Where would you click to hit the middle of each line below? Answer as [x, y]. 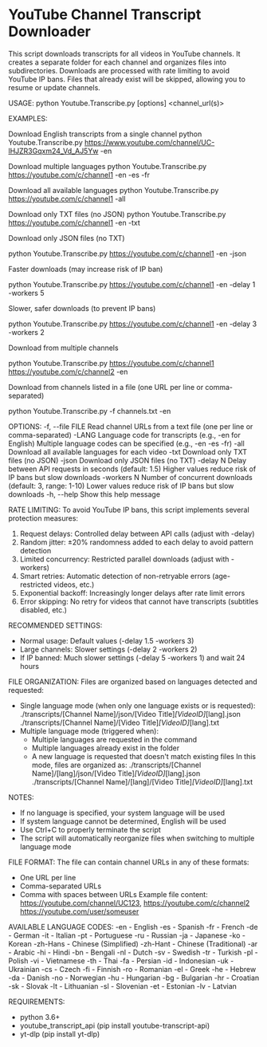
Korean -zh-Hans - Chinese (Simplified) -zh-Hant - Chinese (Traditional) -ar [133, 943]
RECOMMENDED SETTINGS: [55, 625]
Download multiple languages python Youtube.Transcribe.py [108, 166]
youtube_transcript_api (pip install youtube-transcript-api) [115, 1025]
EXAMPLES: [28, 118]
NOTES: [21, 797]
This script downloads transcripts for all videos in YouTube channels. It [124, 53]
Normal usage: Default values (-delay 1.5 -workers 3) [107, 640]
